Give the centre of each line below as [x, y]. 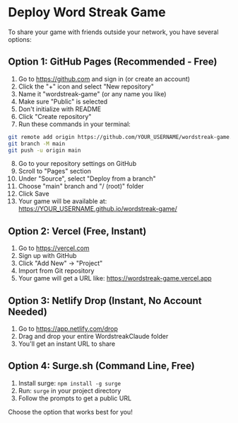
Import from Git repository [56, 271]
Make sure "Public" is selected [63, 101]
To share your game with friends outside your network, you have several [113, 32]
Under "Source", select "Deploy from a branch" [87, 179]
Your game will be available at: [63, 201]
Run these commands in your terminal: [75, 124]
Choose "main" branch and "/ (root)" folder [81, 186]
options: [20, 39]
